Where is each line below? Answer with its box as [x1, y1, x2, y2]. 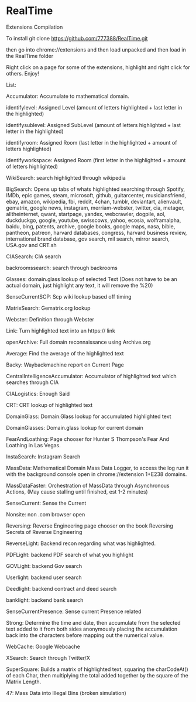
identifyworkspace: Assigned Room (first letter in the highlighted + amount [6, 156, 186, 163]
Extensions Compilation [6, 23, 63, 30]
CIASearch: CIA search [6, 253, 61, 260]
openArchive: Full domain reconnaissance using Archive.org [6, 338, 151, 345]
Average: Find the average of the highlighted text [6, 350, 124, 357]
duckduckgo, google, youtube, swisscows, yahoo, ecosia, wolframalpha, [6, 217, 181, 224]
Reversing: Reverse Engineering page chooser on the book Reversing [6, 522, 174, 529]
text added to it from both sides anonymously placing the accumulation [6, 625, 178, 632]
